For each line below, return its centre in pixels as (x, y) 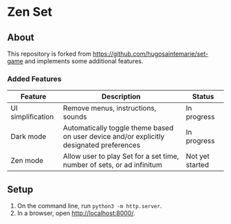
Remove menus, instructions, (110, 109)
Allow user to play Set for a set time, (121, 157)
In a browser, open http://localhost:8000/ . (76, 213)
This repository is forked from (49, 54)
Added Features (34, 78)
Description (121, 97)
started (198, 165)
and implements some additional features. (84, 61)
